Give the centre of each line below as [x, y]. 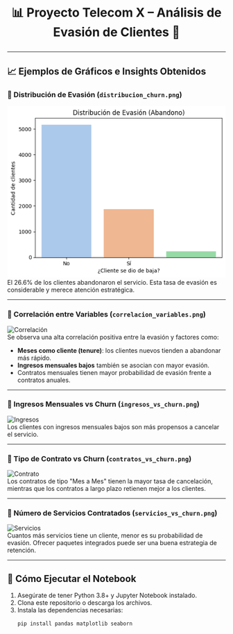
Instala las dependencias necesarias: [70, 610]
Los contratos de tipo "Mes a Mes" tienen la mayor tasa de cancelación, [110, 481]
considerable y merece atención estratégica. [71, 290]
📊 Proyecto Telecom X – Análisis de [116, 13]
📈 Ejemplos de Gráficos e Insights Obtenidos [107, 71]
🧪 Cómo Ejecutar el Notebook [72, 579]
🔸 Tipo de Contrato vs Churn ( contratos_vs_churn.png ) [100, 458]
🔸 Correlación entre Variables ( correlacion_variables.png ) [107, 315]
